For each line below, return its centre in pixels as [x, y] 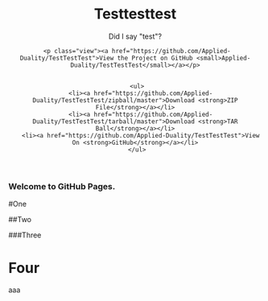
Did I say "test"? [135, 36]
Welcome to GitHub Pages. [62, 186]
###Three [25, 235]
